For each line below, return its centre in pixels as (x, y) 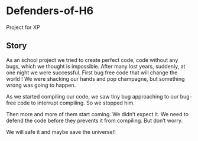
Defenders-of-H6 (50, 11)
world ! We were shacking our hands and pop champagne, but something (95, 78)
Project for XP (23, 27)
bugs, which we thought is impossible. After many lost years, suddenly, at (96, 66)
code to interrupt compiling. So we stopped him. (76, 103)
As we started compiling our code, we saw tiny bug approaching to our (92, 96)
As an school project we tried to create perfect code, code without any (92, 60)
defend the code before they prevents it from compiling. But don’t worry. (95, 120)
